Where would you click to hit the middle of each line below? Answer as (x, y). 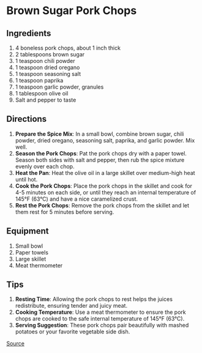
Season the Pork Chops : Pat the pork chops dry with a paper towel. (101, 153)
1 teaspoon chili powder (45, 61)
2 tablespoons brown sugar (50, 54)
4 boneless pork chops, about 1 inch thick (68, 48)
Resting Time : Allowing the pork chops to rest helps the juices (94, 299)
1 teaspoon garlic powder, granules (59, 87)
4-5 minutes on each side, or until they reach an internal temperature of (106, 192)
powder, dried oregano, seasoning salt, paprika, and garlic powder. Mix (105, 140)
